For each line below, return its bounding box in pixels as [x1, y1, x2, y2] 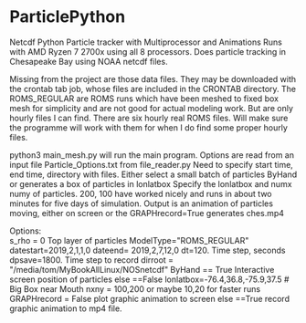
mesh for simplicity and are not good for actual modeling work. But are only [9, 102, 294, 113]
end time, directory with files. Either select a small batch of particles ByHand [9, 169, 298, 180]
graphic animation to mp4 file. [9, 303, 122, 314]
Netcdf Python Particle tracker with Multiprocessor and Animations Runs [9, 36, 283, 47]
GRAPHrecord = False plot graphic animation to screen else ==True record [9, 293, 290, 304]
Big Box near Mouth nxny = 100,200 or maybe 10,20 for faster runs [9, 283, 261, 294]
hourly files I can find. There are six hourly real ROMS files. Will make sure [9, 112, 289, 123]
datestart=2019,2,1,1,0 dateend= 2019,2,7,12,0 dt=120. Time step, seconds [9, 245, 286, 255]
